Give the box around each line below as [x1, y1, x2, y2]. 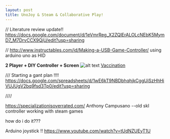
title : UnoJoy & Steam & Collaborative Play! [5, 12, 103, 17]
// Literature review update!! [5, 26, 64, 32]
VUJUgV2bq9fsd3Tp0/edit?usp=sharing [5, 82, 90, 89]
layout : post [5, 7, 33, 13]
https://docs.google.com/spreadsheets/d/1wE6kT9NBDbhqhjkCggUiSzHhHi [5, 77, 164, 84]
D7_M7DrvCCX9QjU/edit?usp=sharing [5, 37, 85, 43]
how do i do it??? [5, 118, 41, 124]
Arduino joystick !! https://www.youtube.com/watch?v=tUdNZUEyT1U [5, 128, 151, 134]
